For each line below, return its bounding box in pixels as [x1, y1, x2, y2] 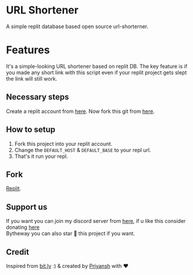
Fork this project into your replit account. [14, 140, 113, 147]
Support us [6, 202, 48, 212]
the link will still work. [6, 75, 58, 82]
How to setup [6, 125, 55, 135]
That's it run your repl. [14, 153, 68, 160]
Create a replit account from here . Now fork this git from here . [6, 108, 155, 115]
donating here [6, 224, 40, 231]
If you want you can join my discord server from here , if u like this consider [6, 218, 186, 225]
